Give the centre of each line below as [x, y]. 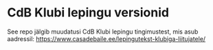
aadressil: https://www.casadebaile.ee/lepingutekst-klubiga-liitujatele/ [106, 38]
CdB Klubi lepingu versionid [88, 13]
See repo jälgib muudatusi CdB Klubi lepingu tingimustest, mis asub [103, 32]
